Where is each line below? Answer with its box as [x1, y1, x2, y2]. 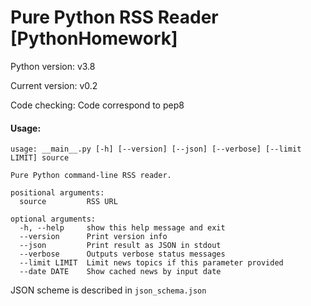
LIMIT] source [10, 153, 70, 163]
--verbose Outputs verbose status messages [19, 249, 226, 260]
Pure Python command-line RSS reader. [10, 171, 172, 181]
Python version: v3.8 [10, 60, 96, 72]
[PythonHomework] [10, 27, 178, 50]
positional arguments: [10, 188, 105, 198]
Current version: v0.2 [10, 79, 98, 91]
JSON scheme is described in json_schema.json [10, 284, 207, 296]
